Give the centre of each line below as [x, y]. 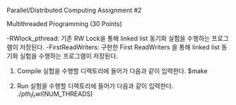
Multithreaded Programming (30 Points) [64, 24]
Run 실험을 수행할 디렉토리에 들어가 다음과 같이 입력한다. [95, 86]
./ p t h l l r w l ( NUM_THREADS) [55, 94]
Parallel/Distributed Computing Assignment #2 [74, 10]
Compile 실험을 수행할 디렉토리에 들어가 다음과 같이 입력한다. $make [112, 71]
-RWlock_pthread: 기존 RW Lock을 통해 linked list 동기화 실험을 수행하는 [108, 38]
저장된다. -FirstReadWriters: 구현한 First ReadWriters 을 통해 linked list [120, 47]
